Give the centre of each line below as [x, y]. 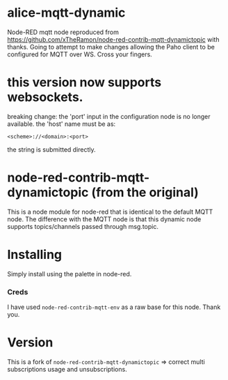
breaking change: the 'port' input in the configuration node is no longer [109, 116]
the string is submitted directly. [51, 149]
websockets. [45, 97]
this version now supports [84, 82]
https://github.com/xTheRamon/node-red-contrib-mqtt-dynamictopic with [113, 39]
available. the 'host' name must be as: [62, 124]
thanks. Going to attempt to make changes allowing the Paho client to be [111, 47]
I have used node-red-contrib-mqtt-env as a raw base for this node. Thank [114, 307]
